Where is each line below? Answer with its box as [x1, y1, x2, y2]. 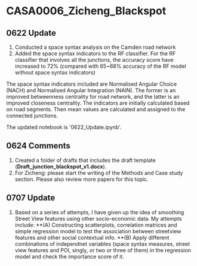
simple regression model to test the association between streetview [14, 227, 181, 234]
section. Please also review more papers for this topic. [14, 176, 149, 183]
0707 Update [6, 193, 56, 203]
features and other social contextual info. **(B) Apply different [14, 234, 170, 241]
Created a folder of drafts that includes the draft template [14, 157, 156, 164]
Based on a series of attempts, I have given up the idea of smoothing [14, 208, 184, 215]
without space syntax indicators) [14, 69, 96, 76]
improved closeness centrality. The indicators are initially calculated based [6, 99, 190, 107]
